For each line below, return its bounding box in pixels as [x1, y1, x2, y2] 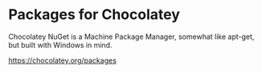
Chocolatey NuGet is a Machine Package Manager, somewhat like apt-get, [8, 32, 255, 41]
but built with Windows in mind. [8, 40, 113, 49]
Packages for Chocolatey [8, 6, 181, 24]
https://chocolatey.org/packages [8, 56, 117, 65]
